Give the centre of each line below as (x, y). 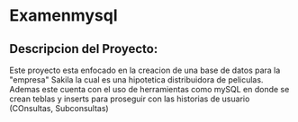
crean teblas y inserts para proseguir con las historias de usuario (130, 99)
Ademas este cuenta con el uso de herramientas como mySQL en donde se (149, 89)
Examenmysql (63, 16)
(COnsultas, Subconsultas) (59, 108)
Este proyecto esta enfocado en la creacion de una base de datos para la (145, 70)
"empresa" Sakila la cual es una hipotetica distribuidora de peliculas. (136, 80)
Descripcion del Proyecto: (84, 49)
